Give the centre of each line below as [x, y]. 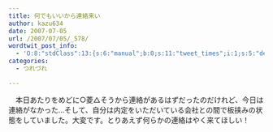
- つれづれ [31, 69]
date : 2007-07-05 [38, 31]
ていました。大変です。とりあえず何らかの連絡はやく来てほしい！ [140, 120]
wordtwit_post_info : [43, 46]
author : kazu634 [36, 23]
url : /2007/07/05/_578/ [49, 38]
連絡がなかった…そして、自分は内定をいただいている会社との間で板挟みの [132, 109]
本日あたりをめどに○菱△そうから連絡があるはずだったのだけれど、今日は [139, 100]
